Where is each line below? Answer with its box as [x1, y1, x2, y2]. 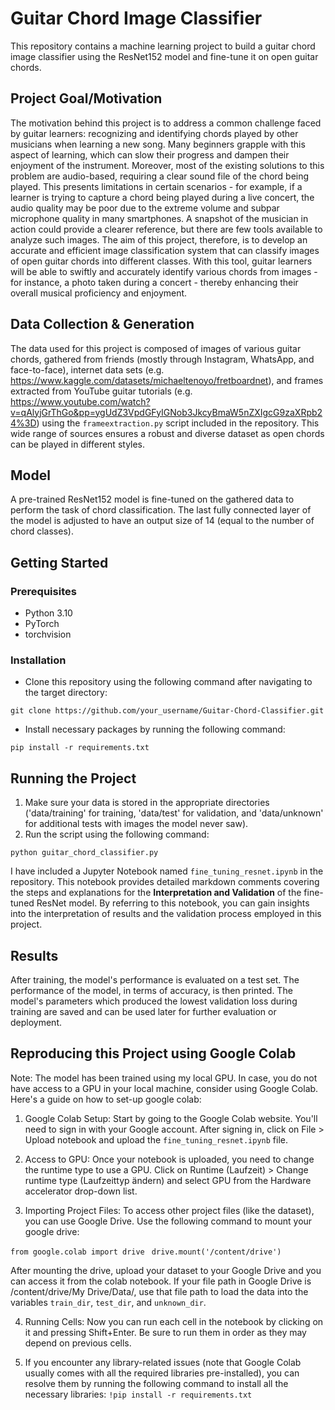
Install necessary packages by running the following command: [24, 723, 286, 736]
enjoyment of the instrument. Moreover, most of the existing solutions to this [10, 159, 325, 171]
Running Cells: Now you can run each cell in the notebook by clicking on [24, 1315, 324, 1327]
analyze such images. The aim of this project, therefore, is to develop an [10, 233, 308, 246]
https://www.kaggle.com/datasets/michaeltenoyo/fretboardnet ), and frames [10, 374, 324, 386]
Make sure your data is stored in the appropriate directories [24, 797, 270, 809]
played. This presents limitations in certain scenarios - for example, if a [10, 180, 303, 192]
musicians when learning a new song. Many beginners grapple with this [10, 138, 306, 150]
